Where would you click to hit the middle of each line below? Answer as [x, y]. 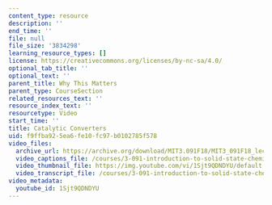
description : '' [36, 23]
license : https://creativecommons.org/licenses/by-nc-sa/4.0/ [115, 61]
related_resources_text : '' [56, 98]
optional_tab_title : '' [49, 69]
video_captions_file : [52, 158]
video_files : [30, 143]
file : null [27, 38]
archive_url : [38, 151]
